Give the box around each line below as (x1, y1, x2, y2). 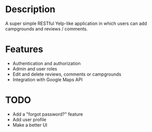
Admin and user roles (12, 65, 57, 72)
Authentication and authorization (12, 60, 81, 67)
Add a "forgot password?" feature (12, 111, 83, 117)
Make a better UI (12, 122, 47, 128)
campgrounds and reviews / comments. (5, 25, 88, 31)
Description (5, 4, 56, 15)
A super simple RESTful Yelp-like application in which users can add (5, 20, 147, 26)
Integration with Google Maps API (12, 76, 83, 82)
